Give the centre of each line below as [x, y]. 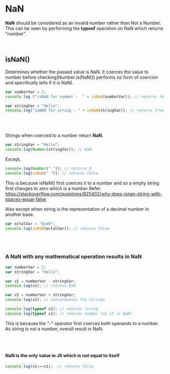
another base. [20, 214]
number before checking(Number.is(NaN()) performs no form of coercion [82, 77]
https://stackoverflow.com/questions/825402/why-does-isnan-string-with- [84, 194]
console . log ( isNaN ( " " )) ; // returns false [52, 173]
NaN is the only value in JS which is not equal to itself [62, 356]
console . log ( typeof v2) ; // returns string [52, 309]
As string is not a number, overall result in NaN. [54, 329]
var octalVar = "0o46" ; [30, 224]
